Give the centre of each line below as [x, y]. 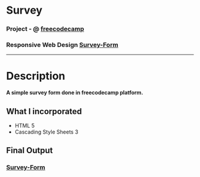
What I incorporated [44, 111]
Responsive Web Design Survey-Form [62, 45]
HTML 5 [25, 126]
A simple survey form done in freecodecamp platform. [75, 93]
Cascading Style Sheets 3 [46, 132]
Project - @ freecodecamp [45, 29]
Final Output [29, 151]
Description [36, 76]
